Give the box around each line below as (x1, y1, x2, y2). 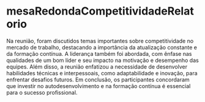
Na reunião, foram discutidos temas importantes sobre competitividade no (6, 37, 194, 44)
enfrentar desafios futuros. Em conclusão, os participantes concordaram (6, 76, 190, 83)
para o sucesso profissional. (6, 89, 78, 96)
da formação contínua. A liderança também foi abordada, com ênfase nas (6, 50, 192, 57)
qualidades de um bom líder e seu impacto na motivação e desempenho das (6, 56, 199, 64)
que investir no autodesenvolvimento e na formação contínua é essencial (6, 82, 191, 89)
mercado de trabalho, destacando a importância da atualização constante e (6, 44, 198, 51)
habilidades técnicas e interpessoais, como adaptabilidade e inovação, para (6, 69, 198, 76)
